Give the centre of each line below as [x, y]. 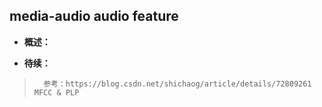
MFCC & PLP [56, 92]
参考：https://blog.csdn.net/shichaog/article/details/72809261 [177, 84]
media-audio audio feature [94, 16]
